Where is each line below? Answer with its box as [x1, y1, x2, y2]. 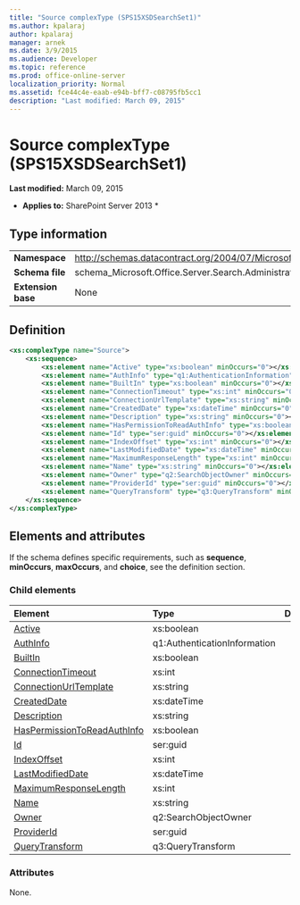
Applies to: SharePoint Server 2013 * [21, 200, 159, 211]
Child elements [9, 584, 77, 597]
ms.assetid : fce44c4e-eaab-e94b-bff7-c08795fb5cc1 [9, 88, 202, 96]
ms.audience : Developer [9, 54, 98, 63]
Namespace [13, 252, 67, 264]
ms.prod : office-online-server [9, 71, 126, 80]
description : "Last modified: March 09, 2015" [9, 96, 186, 105]
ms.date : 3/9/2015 [9, 46, 78, 55]
